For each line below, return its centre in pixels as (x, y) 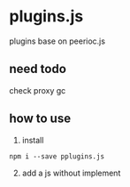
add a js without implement (71, 173)
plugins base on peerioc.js (57, 41)
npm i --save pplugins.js (57, 156)
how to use (40, 119)
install (33, 140)
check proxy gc (38, 90)
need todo (38, 69)
